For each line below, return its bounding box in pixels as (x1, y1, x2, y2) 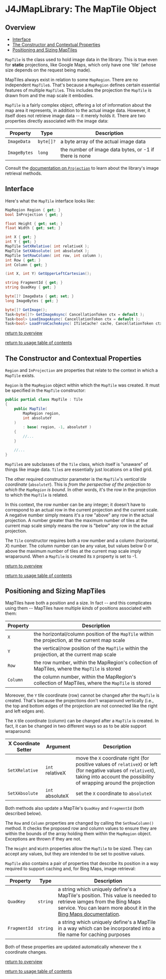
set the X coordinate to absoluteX (76, 790, 152, 797)
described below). (5, 810, 42, 817)
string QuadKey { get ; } (5, 285, 56, 290)
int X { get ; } (5, 235, 37, 240)
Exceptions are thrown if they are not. (5, 836, 82, 842)
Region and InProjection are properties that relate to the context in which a (5, 367, 158, 373)
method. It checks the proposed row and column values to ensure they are (5, 825, 157, 832)
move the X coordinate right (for (76, 755, 149, 762)
